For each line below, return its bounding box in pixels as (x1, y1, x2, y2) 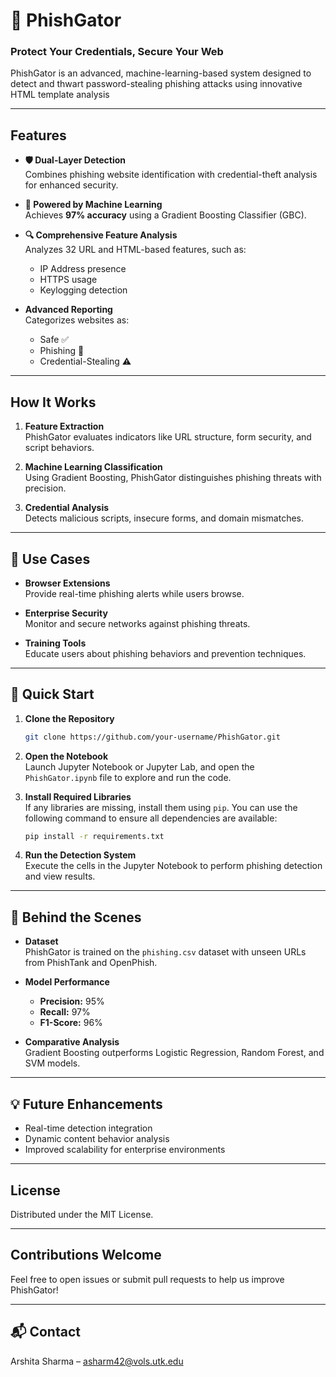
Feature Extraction (24, 420, 105, 433)
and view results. (24, 870, 96, 883)
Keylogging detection (39, 284, 128, 296)
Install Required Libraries (24, 790, 132, 803)
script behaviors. (24, 442, 95, 454)
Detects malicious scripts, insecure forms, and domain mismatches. (24, 512, 305, 524)
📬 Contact (10, 1324, 81, 1341)
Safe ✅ (39, 334, 70, 346)
